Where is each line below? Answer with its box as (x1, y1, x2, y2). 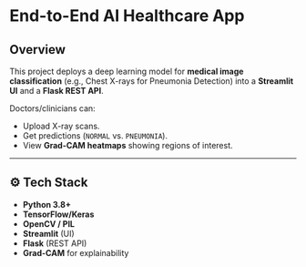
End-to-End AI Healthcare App (9, 5, 245, 26)
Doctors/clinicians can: (9, 103, 96, 114)
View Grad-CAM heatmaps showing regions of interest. (22, 140, 234, 150)
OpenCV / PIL (22, 218, 76, 229)
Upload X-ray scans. (22, 120, 100, 131)
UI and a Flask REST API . (9, 86, 104, 96)
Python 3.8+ (22, 199, 71, 210)
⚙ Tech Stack (9, 175, 88, 190)
